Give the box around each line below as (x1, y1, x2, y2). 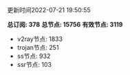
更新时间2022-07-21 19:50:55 (7, 6, 91, 14)
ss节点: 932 (17, 52, 51, 60)
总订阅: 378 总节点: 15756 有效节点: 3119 (7, 20, 123, 29)
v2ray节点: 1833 (17, 35, 63, 43)
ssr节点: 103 (17, 61, 52, 68)
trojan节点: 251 (17, 44, 59, 51)
